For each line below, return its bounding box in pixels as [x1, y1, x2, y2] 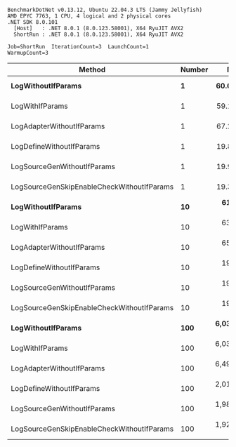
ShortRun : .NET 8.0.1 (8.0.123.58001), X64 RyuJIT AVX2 [13, 31, 184, 38]
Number [180, 65, 209, 74]
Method [79, 65, 106, 74]
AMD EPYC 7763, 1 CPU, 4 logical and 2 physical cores [7, 13, 171, 20]
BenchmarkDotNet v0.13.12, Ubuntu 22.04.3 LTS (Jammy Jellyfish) [7, 6, 202, 13]
